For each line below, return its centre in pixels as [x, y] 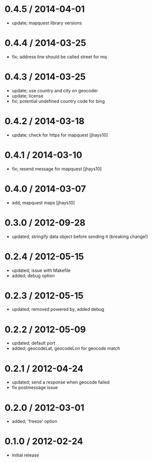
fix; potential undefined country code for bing [58, 101]
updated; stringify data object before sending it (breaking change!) [80, 236]
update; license [27, 96]
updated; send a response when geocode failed [61, 382]
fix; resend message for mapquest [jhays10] [57, 169]
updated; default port [33, 343]
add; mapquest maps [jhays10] [43, 203]
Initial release [25, 455]
